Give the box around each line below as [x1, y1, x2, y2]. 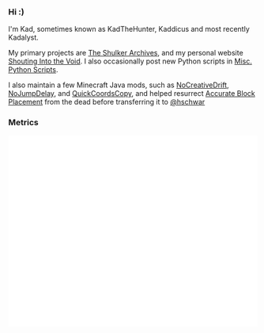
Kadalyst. [8, 33, 40, 42]
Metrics [8, 117, 39, 128]
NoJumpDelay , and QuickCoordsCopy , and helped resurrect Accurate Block [8, 89, 255, 98]
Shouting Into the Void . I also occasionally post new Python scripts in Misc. [8, 56, 253, 66]
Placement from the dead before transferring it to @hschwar [8, 98, 206, 107]
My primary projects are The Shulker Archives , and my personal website [8, 48, 243, 58]
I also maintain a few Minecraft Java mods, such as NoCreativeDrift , [8, 80, 229, 90]
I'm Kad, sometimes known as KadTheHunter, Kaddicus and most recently [8, 25, 251, 34]
